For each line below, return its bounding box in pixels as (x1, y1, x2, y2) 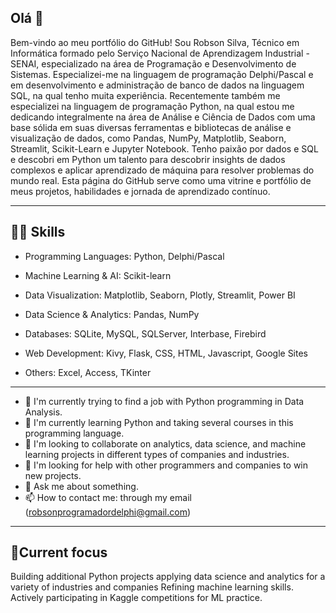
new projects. (24, 469, 82, 481)
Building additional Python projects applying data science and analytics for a (10, 571, 326, 583)
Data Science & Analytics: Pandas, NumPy (24, 308, 200, 320)
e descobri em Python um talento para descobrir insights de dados (10, 153, 286, 165)
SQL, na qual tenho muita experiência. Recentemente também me (10, 89, 281, 101)
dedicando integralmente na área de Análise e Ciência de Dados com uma (10, 111, 316, 123)
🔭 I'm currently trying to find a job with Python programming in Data (24, 395, 305, 407)
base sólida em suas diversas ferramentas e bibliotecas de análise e (10, 121, 292, 133)
